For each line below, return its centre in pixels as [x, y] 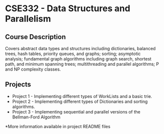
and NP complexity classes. [33, 69]
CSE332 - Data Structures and [68, 9]
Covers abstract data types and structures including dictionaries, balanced [80, 48]
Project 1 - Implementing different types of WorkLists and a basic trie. [82, 96]
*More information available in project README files [58, 126]
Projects [18, 85]
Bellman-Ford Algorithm [36, 117]
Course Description [35, 37]
